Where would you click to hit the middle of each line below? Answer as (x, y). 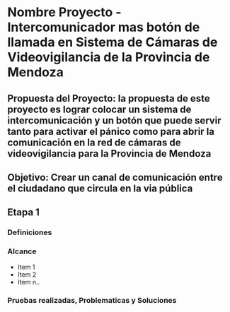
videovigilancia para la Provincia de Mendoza (109, 154)
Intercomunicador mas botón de (104, 27)
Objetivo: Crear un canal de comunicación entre (115, 177)
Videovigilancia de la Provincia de (109, 58)
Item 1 (26, 267)
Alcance (22, 251)
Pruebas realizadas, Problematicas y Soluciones (92, 300)
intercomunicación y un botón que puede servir (114, 120)
